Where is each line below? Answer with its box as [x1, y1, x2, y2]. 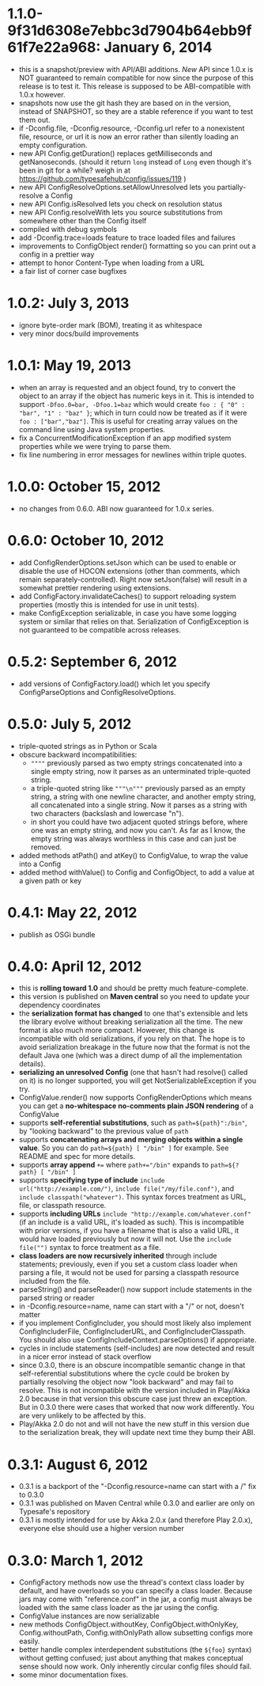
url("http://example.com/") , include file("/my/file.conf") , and [18, 1184, 235, 1194]
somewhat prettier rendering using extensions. [18, 583, 172, 592]
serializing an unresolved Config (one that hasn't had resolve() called [18, 1068, 248, 1077]
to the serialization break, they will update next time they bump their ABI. [18, 1428, 256, 1437]
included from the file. [18, 1276, 92, 1286]
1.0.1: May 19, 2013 [7, 357, 132, 374]
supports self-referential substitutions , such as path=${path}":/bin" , [18, 1118, 248, 1128]
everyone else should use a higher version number [18, 1524, 185, 1533]
